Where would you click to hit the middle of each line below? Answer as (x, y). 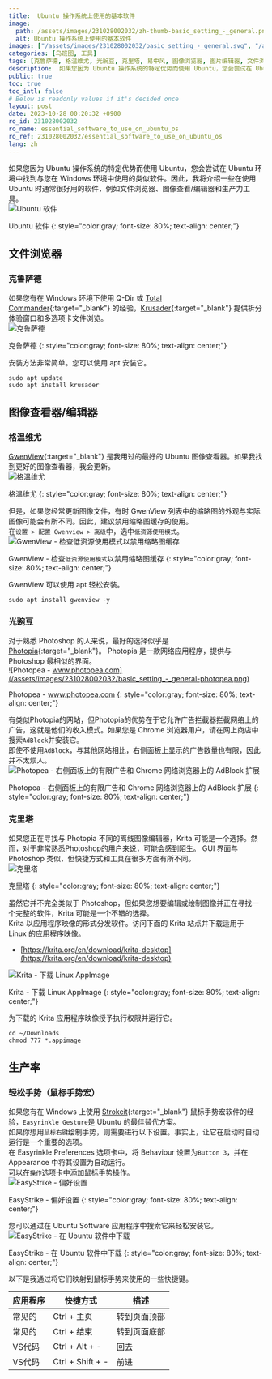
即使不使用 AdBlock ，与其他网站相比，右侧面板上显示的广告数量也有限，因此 (135, 750)
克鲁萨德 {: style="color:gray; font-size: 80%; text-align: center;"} (118, 346)
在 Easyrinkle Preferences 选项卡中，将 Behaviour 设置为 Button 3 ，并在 (128, 1152)
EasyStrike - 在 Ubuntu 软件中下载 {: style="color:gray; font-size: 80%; (127, 1253)
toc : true (25, 83)
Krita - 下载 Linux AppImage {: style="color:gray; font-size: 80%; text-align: (134, 993)
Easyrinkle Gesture (55, 1123)
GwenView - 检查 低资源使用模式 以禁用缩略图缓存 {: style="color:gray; (121, 558)
